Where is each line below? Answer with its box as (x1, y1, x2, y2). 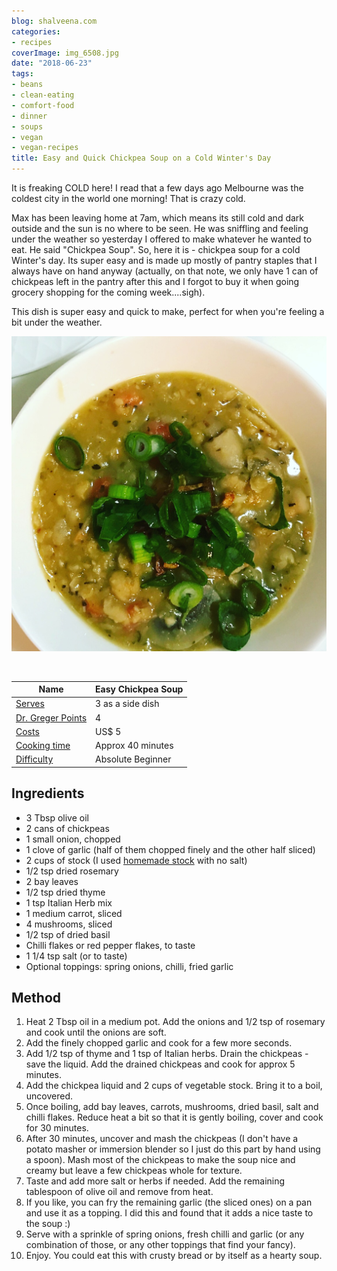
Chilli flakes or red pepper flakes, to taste (25, 939, 196, 951)
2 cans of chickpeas (25, 822, 110, 834)
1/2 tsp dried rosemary (25, 865, 119, 877)
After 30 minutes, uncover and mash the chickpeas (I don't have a (25, 1133, 299, 1145)
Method (11, 989, 62, 1006)
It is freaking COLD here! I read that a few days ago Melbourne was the (11, 182, 304, 194)
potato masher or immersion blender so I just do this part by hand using (25, 1143, 321, 1155)
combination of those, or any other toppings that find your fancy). (25, 1239, 296, 1251)
